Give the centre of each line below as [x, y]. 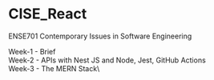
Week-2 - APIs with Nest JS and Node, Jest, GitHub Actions [107, 60]
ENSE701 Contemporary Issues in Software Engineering [100, 36]
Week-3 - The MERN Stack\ [54, 68]
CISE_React [48, 14]
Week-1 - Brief [32, 51]
